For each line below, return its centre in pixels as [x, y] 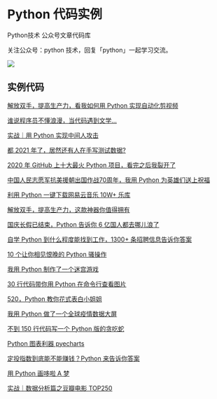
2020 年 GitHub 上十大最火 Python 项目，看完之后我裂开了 [92, 164]
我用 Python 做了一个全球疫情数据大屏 [62, 314]
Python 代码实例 [55, 14]
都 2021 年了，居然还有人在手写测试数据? [66, 150]
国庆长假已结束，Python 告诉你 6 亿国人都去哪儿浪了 [83, 224]
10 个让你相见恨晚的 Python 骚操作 [57, 254]
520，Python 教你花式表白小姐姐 [55, 299]
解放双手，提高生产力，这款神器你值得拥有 [69, 209]
